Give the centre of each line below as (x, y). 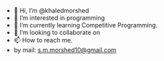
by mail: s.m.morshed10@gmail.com (65, 50)
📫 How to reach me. (43, 40)
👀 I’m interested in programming (59, 18)
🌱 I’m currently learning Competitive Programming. (85, 25)
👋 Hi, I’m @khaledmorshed (51, 11)
